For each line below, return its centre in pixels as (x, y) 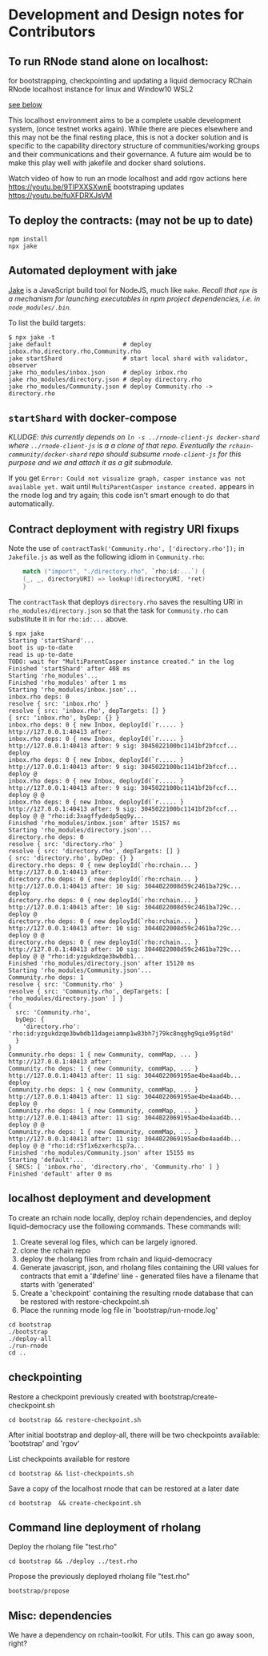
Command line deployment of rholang (105, 1527)
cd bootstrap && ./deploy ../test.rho (73, 1561)
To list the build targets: (47, 322)
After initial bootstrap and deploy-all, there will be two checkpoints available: (134, 1435)
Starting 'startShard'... (51, 640)
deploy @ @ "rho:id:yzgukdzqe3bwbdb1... (77, 956)
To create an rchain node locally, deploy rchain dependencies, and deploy (130, 1217)
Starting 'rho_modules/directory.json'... (80, 830)
